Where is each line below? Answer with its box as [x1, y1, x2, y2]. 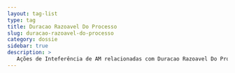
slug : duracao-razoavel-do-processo [7, 29, 114, 37]
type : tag [7, 17, 36, 24]
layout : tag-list [7, 10, 58, 17]
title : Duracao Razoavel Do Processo [7, 23, 117, 30]
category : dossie [7, 36, 58, 43]
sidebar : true [7, 42, 49, 49]
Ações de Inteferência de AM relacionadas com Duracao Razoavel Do [16, 56, 218, 63]
